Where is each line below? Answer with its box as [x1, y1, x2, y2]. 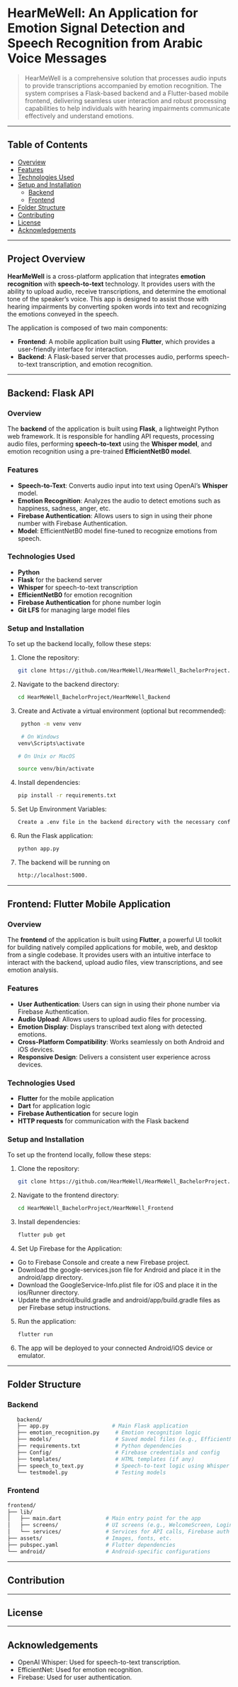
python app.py [17, 845, 59, 852]
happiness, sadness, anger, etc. [17, 503, 111, 513]
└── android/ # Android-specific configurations [7, 1548, 211, 1555]
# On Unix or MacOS [17, 752, 76, 760]
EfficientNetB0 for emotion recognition [17, 590, 133, 599]
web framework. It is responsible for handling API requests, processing [7, 432, 215, 441]
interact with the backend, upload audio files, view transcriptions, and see [7, 958, 223, 967]
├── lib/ [7, 1509, 33, 1516]
